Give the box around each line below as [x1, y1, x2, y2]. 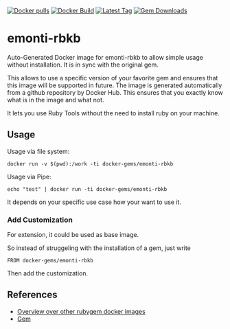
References [7, 289, 58, 301]
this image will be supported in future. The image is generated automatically [7, 81, 222, 89]
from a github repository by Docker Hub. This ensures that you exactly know [7, 88, 223, 96]
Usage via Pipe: [7, 172, 51, 181]
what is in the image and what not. [7, 95, 104, 104]
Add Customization [7, 215, 73, 225]
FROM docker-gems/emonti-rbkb [7, 258, 94, 264]
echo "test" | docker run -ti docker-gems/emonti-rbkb [7, 185, 168, 192]
